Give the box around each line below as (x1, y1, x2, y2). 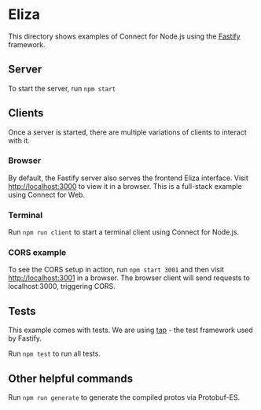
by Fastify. (8, 334, 42, 343)
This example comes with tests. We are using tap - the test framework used (8, 325, 253, 335)
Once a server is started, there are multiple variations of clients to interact (8, 127, 247, 137)
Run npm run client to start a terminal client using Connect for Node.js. (8, 227, 240, 237)
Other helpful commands (8, 371, 134, 385)
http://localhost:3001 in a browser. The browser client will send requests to (8, 273, 250, 283)
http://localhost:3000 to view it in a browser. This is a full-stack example (8, 181, 242, 190)
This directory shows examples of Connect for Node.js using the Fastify (8, 31, 241, 41)
